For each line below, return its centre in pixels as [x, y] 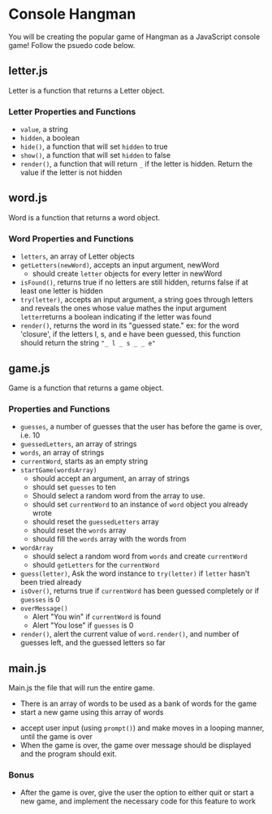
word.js [28, 198]
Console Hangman [72, 14]
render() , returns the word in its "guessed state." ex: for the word [130, 325]
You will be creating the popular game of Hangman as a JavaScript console [134, 37]
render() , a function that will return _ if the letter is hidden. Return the [136, 164]
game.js [29, 368]
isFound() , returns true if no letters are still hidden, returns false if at [134, 282]
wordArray [37, 548]
